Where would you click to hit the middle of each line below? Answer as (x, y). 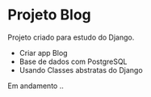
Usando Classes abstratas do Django (81, 70)
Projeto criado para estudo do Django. (71, 37)
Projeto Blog (50, 15)
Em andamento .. (36, 86)
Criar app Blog (43, 53)
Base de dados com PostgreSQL (73, 61)
